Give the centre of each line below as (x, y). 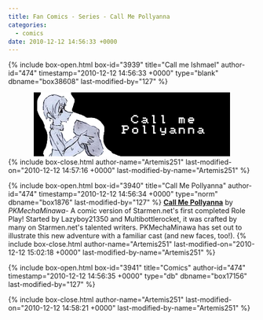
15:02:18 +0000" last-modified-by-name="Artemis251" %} (121, 252)
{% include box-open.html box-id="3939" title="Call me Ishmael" (114, 65)
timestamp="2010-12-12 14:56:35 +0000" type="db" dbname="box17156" (128, 276)
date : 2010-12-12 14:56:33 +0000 (63, 42)
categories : (27, 25)
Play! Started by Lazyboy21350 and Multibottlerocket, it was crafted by (122, 219)
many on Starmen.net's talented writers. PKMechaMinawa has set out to (125, 227)
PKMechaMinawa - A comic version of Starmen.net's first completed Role (127, 211)
